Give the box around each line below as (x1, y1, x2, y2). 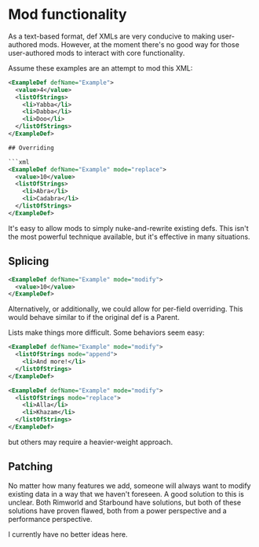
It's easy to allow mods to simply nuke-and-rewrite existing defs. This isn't (8, 223, 249, 233)
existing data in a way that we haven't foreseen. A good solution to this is (8, 489, 245, 498)
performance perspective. (8, 514, 93, 523)
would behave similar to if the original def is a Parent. (8, 313, 181, 322)
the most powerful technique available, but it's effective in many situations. (8, 232, 250, 241)
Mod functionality (8, 6, 127, 24)
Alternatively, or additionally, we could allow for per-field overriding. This (8, 304, 243, 314)
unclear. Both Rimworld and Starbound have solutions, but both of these (8, 497, 242, 507)
